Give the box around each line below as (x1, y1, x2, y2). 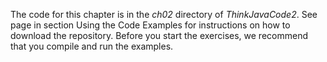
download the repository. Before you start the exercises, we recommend (10, 30, 308, 41)
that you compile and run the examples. (10, 40, 174, 52)
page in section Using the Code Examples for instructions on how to (10, 19, 291, 31)
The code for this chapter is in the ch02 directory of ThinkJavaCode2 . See (10, 9, 318, 20)
